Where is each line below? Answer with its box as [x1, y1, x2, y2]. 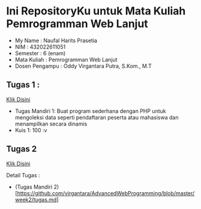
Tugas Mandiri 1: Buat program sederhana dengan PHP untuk [14, 107, 166, 115]
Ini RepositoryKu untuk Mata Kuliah [6, 4, 186, 18]
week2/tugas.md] [14, 196, 59, 203]
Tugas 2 [6, 144, 37, 154]
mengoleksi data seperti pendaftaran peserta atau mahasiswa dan [14, 114, 179, 121]
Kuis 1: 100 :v [14, 126, 47, 133]
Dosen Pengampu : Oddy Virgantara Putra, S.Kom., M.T [14, 62, 152, 70]
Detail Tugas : [6, 171, 40, 178]
